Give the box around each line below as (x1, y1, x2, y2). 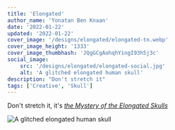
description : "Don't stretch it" (7, 75, 106, 83)
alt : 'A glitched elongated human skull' (20, 69, 143, 76)
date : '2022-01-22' (7, 23, 65, 30)
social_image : (7, 56, 49, 63)
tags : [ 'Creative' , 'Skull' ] (7, 82, 93, 89)
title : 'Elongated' (7, 10, 65, 18)
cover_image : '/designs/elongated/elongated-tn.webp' (7, 37, 169, 44)
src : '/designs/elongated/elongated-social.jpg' (20, 63, 166, 70)
